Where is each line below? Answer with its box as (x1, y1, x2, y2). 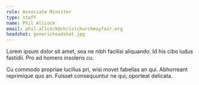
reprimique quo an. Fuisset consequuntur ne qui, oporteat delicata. (6, 72, 173, 80)
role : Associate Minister (6, 8, 71, 15)
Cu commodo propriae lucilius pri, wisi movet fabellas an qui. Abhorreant (6, 66, 188, 73)
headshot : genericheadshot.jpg (6, 31, 85, 37)
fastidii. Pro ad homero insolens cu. (6, 54, 94, 61)
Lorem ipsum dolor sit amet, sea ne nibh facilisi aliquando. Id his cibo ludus (6, 48, 194, 55)
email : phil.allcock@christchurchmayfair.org (6, 25, 123, 32)
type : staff (6, 14, 36, 20)
